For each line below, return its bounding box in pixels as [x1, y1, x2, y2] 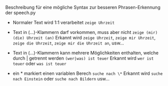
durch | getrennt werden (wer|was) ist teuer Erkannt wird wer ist [12, 55, 154, 61]
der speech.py [5, 10, 36, 16]
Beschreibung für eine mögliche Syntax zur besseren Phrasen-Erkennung [5, 5, 161, 10]
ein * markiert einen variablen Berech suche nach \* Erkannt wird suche [12, 70, 163, 76]
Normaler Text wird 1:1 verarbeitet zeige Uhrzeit [12, 20, 115, 25]
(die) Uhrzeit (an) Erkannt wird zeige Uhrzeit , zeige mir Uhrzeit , [12, 35, 156, 40]
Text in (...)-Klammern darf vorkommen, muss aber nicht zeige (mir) [12, 29, 158, 35]
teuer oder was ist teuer [12, 61, 66, 66]
